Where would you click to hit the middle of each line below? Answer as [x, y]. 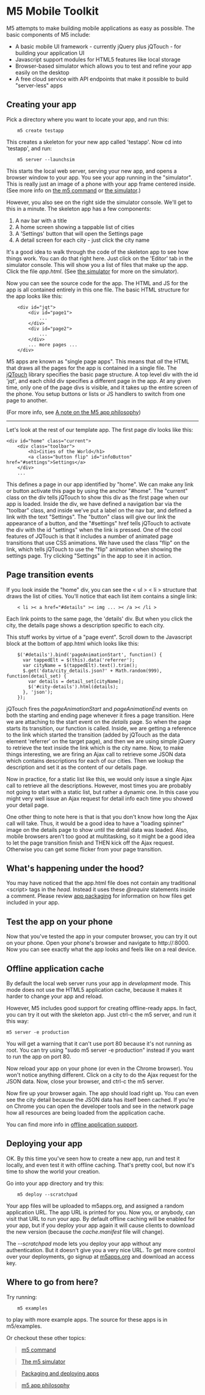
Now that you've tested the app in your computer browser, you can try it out [102, 936]
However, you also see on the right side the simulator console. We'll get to [99, 202]
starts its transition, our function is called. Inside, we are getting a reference [101, 728]
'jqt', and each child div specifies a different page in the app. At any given [99, 381]
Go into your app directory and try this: [55, 1183]
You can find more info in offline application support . [72, 1124]
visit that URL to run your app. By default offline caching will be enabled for [101, 1218]
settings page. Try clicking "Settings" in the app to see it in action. [89, 555]
